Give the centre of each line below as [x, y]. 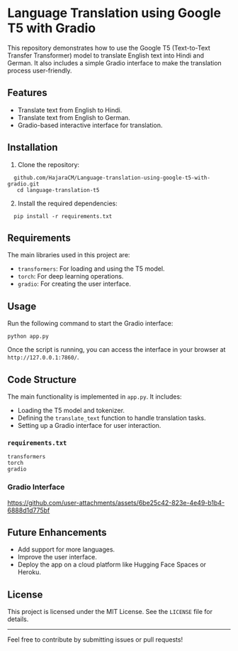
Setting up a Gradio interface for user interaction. [89, 425]
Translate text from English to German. [74, 117]
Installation [33, 147]
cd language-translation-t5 [58, 190]
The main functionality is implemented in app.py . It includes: [95, 397]
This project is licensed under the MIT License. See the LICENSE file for [110, 612]
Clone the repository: [49, 164]
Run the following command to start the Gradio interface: [90, 323]
